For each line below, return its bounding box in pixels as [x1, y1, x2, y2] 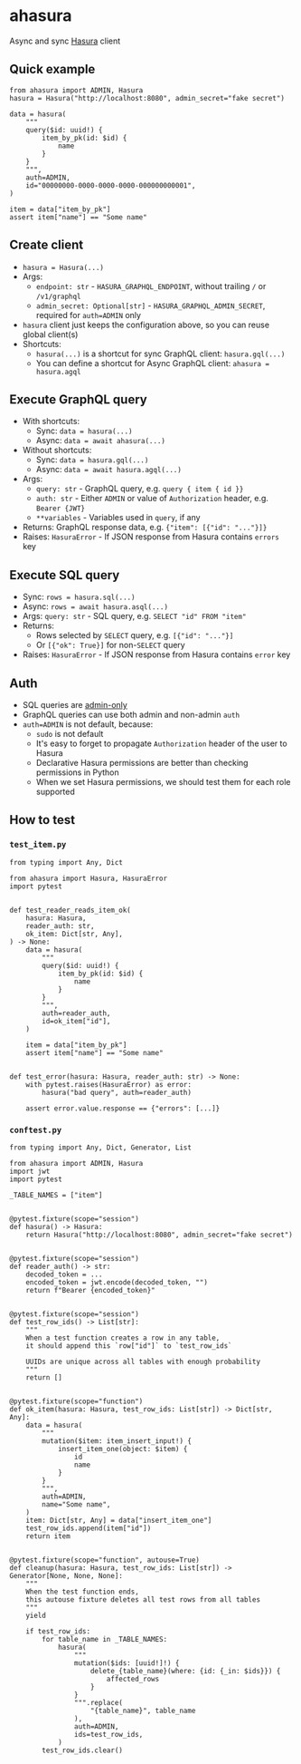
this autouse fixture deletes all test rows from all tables [25, 1594, 260, 1604]
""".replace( [73, 1698, 124, 1707]
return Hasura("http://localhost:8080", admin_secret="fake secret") [25, 1230, 294, 1239]
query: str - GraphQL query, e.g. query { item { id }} [35, 483, 244, 494]
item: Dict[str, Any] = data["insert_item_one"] [25, 1516, 212, 1525]
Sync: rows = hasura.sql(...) [22, 591, 136, 603]
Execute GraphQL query [9, 392, 147, 407]
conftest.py [9, 1125, 62, 1135]
